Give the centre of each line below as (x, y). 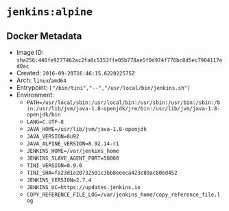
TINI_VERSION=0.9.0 (55, 166)
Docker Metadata (44, 36)
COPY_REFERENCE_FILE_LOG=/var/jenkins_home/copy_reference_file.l (123, 195)
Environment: (35, 95)
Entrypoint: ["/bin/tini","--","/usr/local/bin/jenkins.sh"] (103, 87)
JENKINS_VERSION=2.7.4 (59, 180)
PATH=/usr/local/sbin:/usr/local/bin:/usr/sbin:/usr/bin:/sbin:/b (123, 103)
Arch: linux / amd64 (41, 80)
